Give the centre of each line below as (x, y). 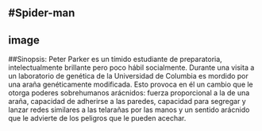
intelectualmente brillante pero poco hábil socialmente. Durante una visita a (131, 67)
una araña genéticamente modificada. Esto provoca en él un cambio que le (131, 85)
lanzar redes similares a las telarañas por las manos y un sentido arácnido (129, 110)
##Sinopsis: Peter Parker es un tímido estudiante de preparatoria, (115, 60)
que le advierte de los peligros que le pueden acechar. (97, 118)
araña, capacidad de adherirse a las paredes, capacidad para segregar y (127, 102)
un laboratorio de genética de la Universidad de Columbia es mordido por (128, 76)
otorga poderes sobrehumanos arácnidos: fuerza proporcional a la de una (129, 93)
